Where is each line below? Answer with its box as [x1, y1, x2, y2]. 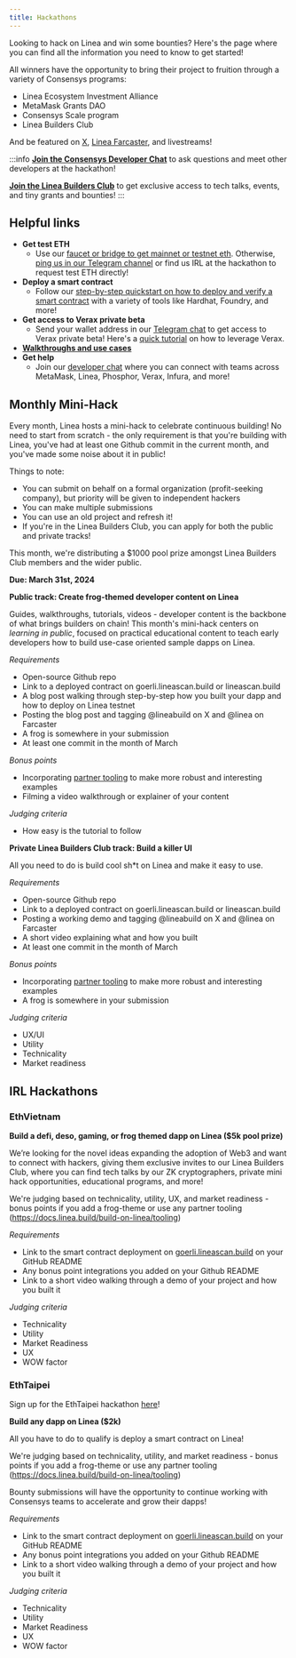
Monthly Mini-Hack [9, 396, 119, 412]
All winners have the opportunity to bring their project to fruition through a [9, 64, 280, 75]
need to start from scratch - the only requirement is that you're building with [9, 430, 287, 441]
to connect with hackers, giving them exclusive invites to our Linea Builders [9, 1157, 284, 1167]
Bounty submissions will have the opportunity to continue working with [9, 1486, 269, 1498]
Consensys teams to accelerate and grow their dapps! [9, 1496, 206, 1507]
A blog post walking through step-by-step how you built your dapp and [21, 691, 282, 701]
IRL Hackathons [9, 1084, 98, 1099]
